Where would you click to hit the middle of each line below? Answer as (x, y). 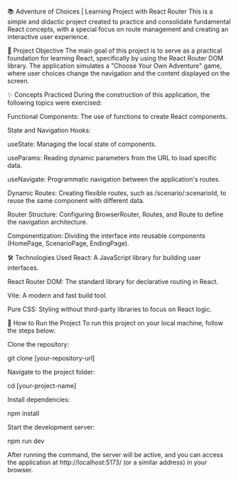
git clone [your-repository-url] (51, 358)
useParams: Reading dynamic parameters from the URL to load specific (112, 158)
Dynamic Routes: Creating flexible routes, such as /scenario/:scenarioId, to (117, 193)
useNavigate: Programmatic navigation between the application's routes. (114, 179)
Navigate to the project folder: (51, 372)
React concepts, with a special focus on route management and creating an (118, 29)
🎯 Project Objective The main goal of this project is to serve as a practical (115, 51)
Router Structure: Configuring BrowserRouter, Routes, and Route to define (115, 214)
